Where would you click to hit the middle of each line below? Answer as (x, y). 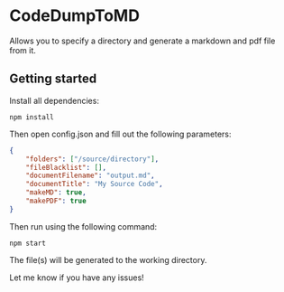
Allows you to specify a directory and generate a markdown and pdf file (142, 41)
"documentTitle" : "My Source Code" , (95, 184)
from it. (23, 50)
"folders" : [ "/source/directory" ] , (92, 159)
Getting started (53, 79)
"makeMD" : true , (56, 193)
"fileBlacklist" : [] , (66, 167)
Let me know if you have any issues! (77, 278)
